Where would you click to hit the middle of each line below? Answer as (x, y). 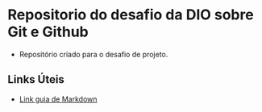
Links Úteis (36, 79)
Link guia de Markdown (58, 99)
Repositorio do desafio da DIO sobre (131, 15)
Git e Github (48, 32)
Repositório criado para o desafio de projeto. (94, 54)
